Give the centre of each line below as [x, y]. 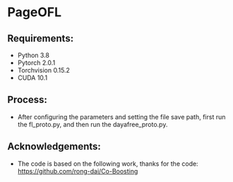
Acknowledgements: [54, 146]
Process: [27, 100]
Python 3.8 [33, 55]
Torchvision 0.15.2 [44, 70]
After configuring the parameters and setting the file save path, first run [121, 116]
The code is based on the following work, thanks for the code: [108, 164]
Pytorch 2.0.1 [36, 63]
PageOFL [35, 12]
